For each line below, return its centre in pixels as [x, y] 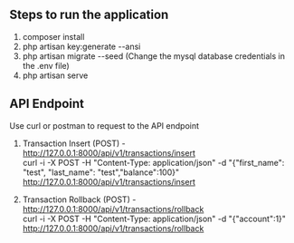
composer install [53, 36]
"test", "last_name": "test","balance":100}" [101, 172]
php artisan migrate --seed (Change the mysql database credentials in [153, 56]
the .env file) [46, 65]
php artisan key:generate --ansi [81, 46]
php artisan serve [55, 75]
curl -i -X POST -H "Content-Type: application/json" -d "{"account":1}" [154, 219]
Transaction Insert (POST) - [74, 143]
